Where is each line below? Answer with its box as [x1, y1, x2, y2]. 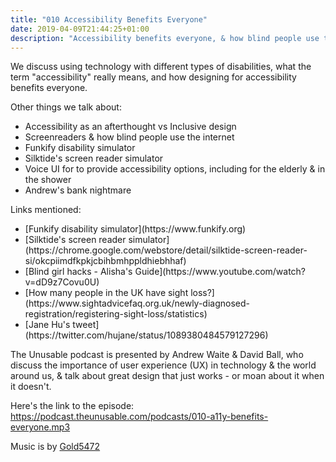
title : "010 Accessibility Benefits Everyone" [10, 14, 208, 25]
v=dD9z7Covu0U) [24, 276, 100, 288]
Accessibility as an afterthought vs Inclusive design [24, 121, 237, 133]
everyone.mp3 [10, 421, 71, 433]
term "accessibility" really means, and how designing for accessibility [10, 71, 297, 83]
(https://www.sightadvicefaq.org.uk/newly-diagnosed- [24, 297, 250, 310]
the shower [24, 174, 72, 186]
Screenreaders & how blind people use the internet [24, 131, 235, 143]
